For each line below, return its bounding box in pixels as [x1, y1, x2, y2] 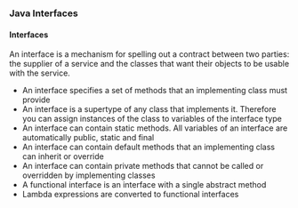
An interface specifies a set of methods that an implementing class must [21, 85, 287, 96]
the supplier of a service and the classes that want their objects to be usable [9, 59, 290, 69]
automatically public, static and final [21, 132, 155, 143]
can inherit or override [21, 151, 104, 162]
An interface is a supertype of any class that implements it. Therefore [21, 104, 277, 115]
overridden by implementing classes [21, 170, 156, 180]
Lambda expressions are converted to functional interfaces [21, 189, 239, 200]
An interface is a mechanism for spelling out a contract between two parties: [9, 49, 290, 60]
